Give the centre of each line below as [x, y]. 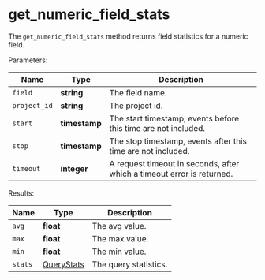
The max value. [120, 238]
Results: [21, 193]
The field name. [138, 92]
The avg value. [119, 226]
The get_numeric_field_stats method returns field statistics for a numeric [128, 36]
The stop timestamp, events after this [178, 141]
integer [74, 169]
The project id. [136, 106]
